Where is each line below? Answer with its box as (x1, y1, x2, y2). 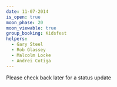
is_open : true (6, 14, 41, 20)
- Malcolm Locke (11, 52, 51, 58)
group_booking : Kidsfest (6, 31, 67, 36)
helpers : (6, 36, 28, 42)
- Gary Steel (11, 42, 44, 48)
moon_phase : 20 (6, 19, 44, 25)
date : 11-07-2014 (6, 8, 49, 15)
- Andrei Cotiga (11, 58, 51, 63)
